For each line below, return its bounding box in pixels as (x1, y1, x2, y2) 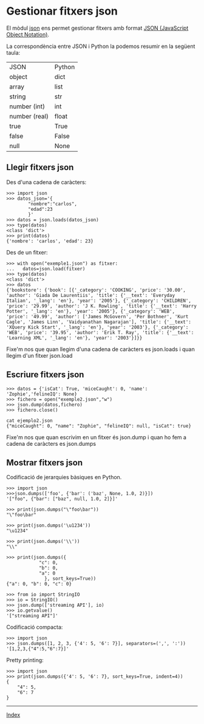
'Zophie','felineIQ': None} (6, 391, 78, 397)
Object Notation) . (6, 30, 50, 38)
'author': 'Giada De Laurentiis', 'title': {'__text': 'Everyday (6, 292, 175, 298)
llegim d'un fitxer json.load (6, 352, 73, 359)
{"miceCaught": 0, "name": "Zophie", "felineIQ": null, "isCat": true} (6, 423, 191, 429)
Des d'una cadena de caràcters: (6, 178, 87, 186)
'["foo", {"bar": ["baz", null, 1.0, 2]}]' (6, 496, 118, 502)
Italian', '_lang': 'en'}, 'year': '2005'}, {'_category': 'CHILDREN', (6, 298, 191, 304)
